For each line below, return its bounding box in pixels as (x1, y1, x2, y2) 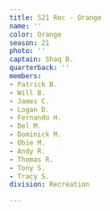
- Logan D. (9, 105, 50, 114)
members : (9, 72, 42, 81)
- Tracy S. (9, 171, 50, 180)
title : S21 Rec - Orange (9, 13, 102, 22)
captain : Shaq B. (9, 55, 74, 64)
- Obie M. (9, 138, 47, 147)
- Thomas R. (9, 154, 54, 164)
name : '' (9, 22, 42, 31)
